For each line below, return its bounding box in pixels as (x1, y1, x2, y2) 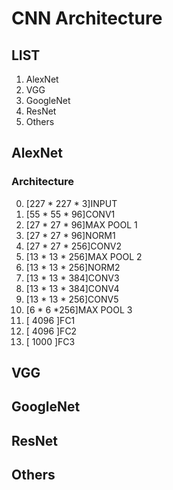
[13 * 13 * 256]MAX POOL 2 (25, 250, 143, 262)
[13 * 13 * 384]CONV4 (25, 282, 120, 294)
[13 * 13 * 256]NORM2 (25, 261, 121, 273)
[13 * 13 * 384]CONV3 (25, 272, 120, 284)
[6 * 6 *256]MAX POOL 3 (25, 303, 133, 316)
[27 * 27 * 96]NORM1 (25, 229, 116, 241)
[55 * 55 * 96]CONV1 (25, 208, 116, 220)
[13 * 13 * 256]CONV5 (25, 293, 119, 305)
